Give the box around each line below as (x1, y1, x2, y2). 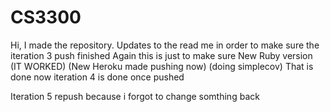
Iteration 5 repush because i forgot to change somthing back (10, 90, 260, 102)
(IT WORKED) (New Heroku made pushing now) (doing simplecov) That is (10, 60, 314, 72)
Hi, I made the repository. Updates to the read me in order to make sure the (10, 39, 320, 51)
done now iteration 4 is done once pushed (10, 71, 185, 83)
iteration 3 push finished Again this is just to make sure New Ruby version (10, 49, 313, 61)
